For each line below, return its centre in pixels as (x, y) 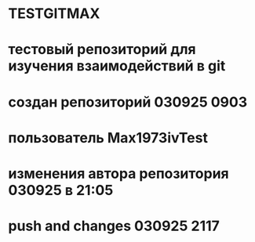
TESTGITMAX (54, 14)
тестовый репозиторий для (102, 50)
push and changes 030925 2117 (114, 226)
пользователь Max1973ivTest (108, 137)
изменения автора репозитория (118, 173)
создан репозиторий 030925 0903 (128, 102)
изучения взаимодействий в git (117, 66)
